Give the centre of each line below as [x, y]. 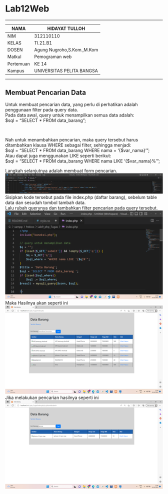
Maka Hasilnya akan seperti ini [37, 302]
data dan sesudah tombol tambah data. [45, 202]
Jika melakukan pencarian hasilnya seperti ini [52, 397]
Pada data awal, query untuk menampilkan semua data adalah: [70, 115]
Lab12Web [27, 9]
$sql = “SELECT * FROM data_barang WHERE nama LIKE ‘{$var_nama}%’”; [82, 161]
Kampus [16, 70]
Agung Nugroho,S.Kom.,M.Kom [66, 50]
